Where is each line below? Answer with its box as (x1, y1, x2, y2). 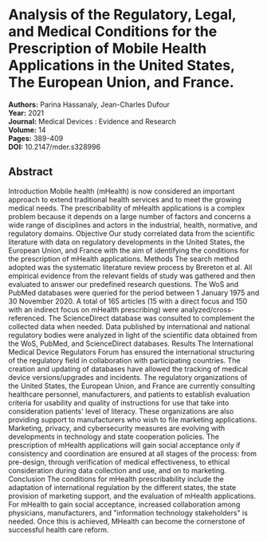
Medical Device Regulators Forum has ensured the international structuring (8, 347, 255, 356)
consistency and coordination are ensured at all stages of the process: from (8, 449, 257, 458)
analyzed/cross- (180, 304, 235, 314)
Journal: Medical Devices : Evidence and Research (8, 116, 177, 126)
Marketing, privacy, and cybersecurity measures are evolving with (8, 423, 226, 433)
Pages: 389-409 (8, 133, 64, 143)
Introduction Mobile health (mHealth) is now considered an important (8, 186, 235, 196)
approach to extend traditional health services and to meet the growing (8, 194, 241, 204)
